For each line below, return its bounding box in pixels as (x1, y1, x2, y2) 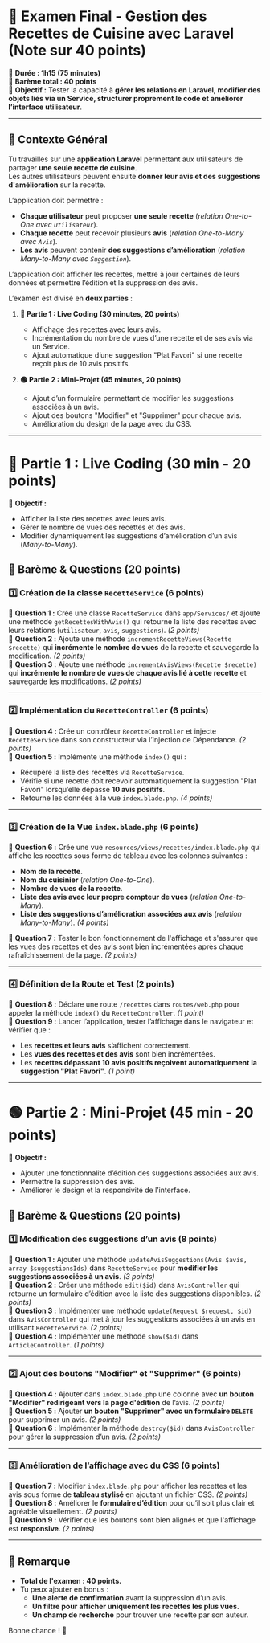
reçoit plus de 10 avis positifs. (31, 358, 131, 368)
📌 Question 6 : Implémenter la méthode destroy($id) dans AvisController (8, 1424, 255, 1433)
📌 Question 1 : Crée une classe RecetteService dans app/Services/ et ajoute (8, 608, 261, 618)
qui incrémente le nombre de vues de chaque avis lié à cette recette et (8, 668, 247, 678)
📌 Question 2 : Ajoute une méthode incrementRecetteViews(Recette (8, 634, 232, 644)
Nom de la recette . (19, 866, 83, 876)
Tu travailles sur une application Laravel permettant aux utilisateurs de (8, 154, 243, 164)
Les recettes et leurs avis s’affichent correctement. (19, 1040, 191, 1051)
